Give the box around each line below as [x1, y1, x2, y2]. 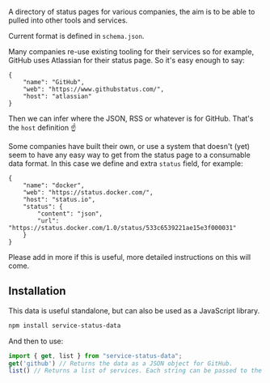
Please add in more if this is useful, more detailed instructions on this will [8, 253, 251, 262]
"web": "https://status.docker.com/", [23, 189, 154, 197]
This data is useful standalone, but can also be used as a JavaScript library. [8, 305, 260, 315]
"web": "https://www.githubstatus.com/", [23, 85, 164, 93]
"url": [37, 217, 60, 225]
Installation [8, 284, 66, 298]
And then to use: [8, 336, 64, 346]
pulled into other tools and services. [8, 15, 128, 25]
